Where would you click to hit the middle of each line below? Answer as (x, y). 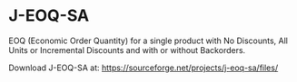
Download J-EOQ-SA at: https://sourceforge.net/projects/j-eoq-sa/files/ (144, 68)
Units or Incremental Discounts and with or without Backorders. (127, 50)
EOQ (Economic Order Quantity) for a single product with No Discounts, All (148, 41)
